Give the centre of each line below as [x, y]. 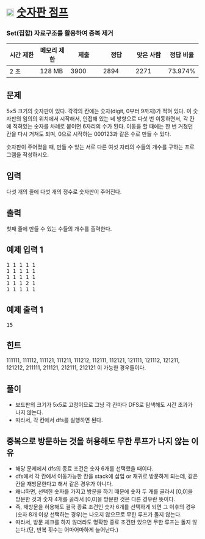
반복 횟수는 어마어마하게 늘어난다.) [77, 529]
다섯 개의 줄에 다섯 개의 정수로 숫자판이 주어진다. [64, 192]
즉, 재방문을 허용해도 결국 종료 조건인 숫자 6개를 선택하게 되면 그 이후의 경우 [105, 507]
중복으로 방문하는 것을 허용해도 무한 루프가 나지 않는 [98, 441]
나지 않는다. [29, 412]
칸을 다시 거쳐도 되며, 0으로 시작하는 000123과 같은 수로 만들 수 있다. [89, 134]
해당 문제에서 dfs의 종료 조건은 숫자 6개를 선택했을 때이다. [84, 468]
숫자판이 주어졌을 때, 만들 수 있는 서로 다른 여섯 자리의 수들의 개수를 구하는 [95, 147]
